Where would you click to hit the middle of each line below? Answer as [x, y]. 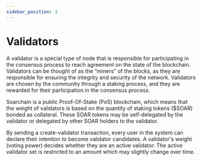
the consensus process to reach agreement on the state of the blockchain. [99, 64]
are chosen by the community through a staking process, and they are [93, 84]
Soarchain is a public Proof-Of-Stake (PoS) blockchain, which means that [97, 102]
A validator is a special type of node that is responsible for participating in [98, 58]
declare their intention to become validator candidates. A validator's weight [99, 139]
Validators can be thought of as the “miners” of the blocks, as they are [93, 71]
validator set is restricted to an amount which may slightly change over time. [101, 151]
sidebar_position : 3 [32, 12]
